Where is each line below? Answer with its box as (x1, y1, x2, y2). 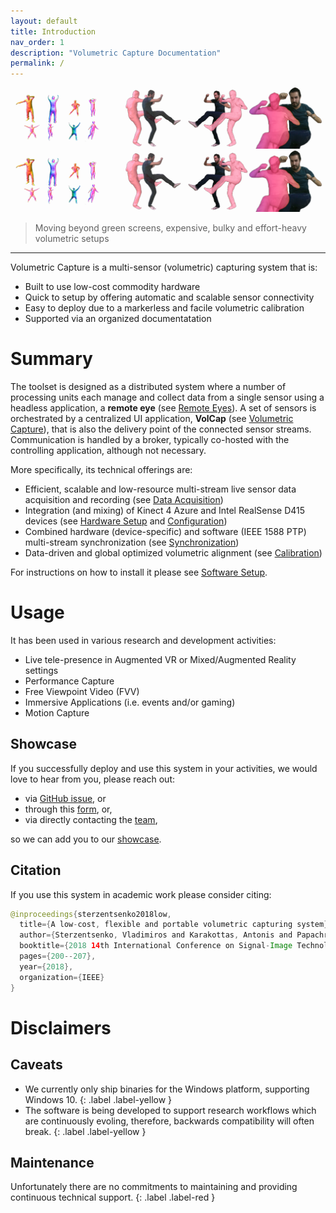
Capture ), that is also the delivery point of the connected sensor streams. (10, 423, 312, 435)
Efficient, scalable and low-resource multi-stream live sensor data (24, 483, 297, 495)
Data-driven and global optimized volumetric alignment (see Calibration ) (24, 546, 323, 559)
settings (24, 664, 59, 676)
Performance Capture (24, 675, 115, 687)
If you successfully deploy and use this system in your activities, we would (10, 762, 318, 774)
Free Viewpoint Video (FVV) (24, 685, 140, 697)
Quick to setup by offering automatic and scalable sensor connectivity (24, 291, 315, 303)
